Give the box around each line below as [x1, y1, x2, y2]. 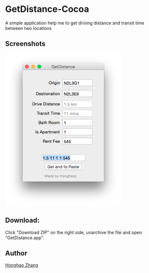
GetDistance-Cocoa [5, 3, 89, 15]
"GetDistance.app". [5, 235, 45, 241]
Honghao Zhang [5, 262, 38, 268]
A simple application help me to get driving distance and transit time [5, 20, 145, 26]
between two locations [5, 25, 52, 31]
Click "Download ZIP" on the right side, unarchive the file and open [5, 229, 143, 235]
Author [5, 249, 27, 257]
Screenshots [5, 40, 46, 48]
